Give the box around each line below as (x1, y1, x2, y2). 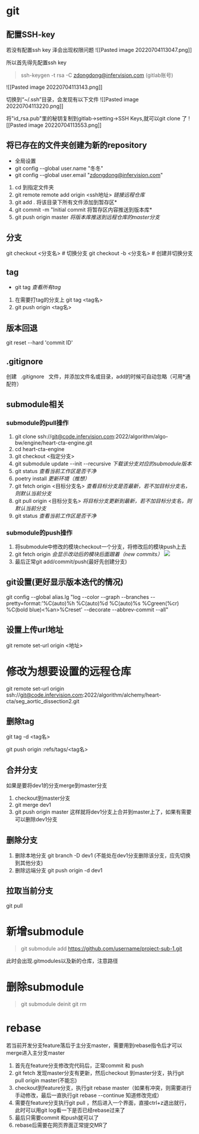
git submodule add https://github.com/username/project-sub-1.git (20, 945, 182, 952)
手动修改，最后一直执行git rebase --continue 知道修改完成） (14, 1092, 162, 1099)
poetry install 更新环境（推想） (14, 475, 90, 482)
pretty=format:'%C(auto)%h (6, 599, 75, 607)
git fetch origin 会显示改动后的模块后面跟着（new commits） (14, 551, 163, 558)
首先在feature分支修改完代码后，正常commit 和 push (14, 1062, 144, 1069)
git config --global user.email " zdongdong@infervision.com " (14, 171, 163, 178)
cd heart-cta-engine (14, 445, 65, 452)
